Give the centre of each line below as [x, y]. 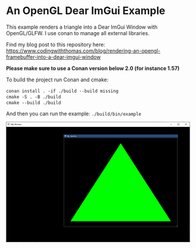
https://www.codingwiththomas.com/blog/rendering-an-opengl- [83, 50]
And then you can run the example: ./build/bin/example [74, 113]
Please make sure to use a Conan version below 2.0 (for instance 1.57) [93, 68]
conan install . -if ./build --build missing [62, 91]
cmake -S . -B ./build [34, 97]
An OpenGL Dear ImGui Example [86, 11]
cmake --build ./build [34, 103]
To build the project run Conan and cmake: [57, 80]
